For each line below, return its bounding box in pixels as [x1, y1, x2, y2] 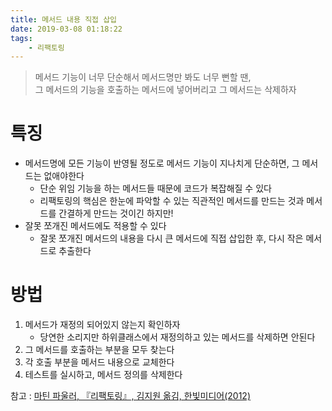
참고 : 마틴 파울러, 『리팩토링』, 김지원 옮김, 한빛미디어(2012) [10, 390, 251, 402]
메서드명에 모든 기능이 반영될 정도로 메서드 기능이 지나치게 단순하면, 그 [24, 157, 300, 170]
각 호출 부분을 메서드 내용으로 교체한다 [24, 356, 175, 368]
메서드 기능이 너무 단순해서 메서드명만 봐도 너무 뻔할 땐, [34, 71, 252, 83]
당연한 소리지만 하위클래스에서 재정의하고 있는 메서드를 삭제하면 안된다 [39, 331, 316, 343]
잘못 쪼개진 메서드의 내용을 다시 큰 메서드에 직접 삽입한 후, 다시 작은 [39, 232, 304, 245]
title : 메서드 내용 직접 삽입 [10, 14, 118, 25]
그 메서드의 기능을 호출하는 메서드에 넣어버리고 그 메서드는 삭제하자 [34, 84, 297, 96]
